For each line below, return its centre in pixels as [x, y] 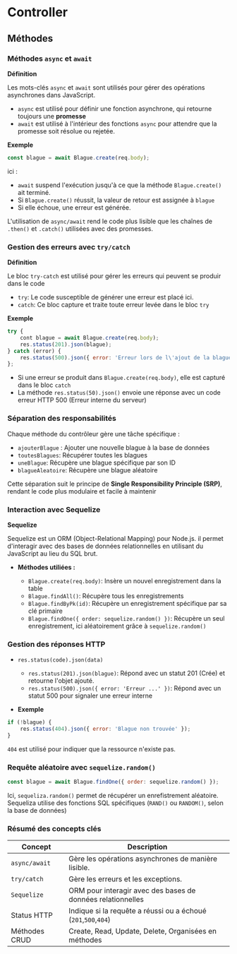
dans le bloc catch [44, 385]
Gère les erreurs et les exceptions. [125, 879]
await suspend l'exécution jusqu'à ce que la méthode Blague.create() [120, 185]
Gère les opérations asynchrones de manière [143, 859]
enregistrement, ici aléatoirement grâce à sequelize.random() [117, 626]
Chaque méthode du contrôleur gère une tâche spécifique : [93, 434]
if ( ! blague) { [30, 722]
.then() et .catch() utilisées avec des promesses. [80, 228]
